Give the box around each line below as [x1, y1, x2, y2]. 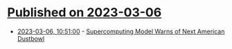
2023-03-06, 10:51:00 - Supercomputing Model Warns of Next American [17, 27, 225, 35]
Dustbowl [17, 34, 45, 42]
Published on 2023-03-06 [7, 5, 162, 20]
